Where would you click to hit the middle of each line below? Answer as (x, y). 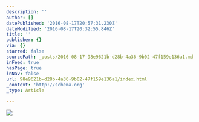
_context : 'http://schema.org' (46, 85)
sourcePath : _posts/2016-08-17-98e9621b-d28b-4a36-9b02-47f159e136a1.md (100, 57)
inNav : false (23, 74)
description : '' (27, 12)
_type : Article (25, 91)
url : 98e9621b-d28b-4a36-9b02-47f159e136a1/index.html (77, 79)
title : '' (19, 34)
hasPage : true (24, 68)
